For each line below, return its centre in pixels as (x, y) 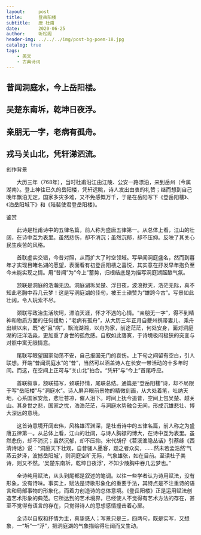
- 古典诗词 (29, 62)
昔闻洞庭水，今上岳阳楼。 (53, 87)
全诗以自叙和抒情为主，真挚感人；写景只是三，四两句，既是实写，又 (100, 518)
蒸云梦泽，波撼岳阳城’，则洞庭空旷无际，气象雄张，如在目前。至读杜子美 (96, 455)
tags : (13, 51)
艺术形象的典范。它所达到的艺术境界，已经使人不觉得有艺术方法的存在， (100, 498)
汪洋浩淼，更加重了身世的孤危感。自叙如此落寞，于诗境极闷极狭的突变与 (106, 335)
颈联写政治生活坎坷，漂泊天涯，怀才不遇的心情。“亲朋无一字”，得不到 (103, 313)
